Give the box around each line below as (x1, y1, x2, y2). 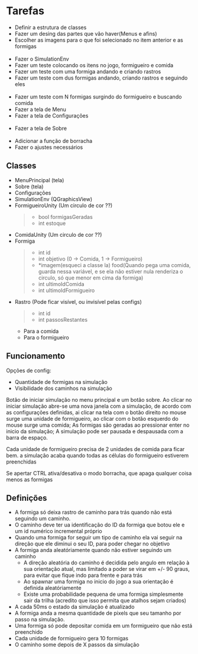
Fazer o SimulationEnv (14, 55, 69, 62)
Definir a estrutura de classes (14, 24, 87, 31)
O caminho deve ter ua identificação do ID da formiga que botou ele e (14, 521, 185, 529)
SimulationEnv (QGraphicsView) (14, 195, 93, 202)
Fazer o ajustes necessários (14, 144, 83, 151)
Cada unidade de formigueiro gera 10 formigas (14, 635, 129, 642)
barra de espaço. (6, 434, 48, 441)
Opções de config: (6, 367, 51, 374)
